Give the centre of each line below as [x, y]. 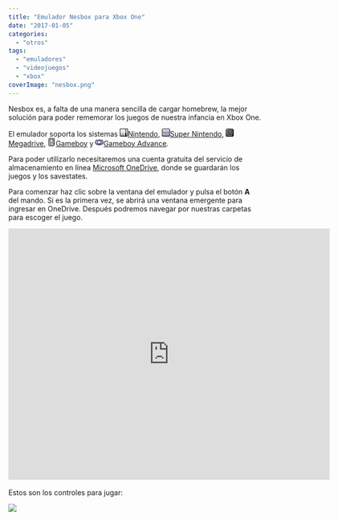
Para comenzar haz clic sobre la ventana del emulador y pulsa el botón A [129, 191]
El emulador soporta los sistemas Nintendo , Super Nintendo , [116, 133]
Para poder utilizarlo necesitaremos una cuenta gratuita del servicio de [126, 159]
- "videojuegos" [43, 68]
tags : [17, 51]
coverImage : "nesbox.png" [51, 84]
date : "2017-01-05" [41, 25]
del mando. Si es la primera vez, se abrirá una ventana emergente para [126, 200]
